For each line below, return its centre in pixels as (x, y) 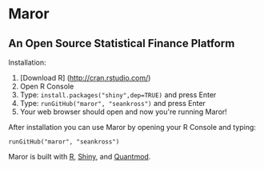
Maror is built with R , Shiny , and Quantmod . (80, 157)
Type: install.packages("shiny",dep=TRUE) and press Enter (118, 95)
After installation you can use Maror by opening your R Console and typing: (132, 127)
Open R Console (47, 86)
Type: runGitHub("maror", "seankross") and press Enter (113, 103)
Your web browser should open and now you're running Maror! (124, 112)
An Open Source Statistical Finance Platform (122, 43)
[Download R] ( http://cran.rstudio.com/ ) (85, 78)
